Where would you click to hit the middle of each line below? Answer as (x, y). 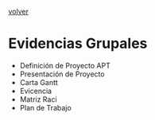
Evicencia (36, 91)
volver (19, 12)
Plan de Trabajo (45, 107)
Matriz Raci (38, 99)
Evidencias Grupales (78, 44)
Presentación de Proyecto (62, 74)
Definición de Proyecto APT (65, 65)
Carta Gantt (39, 82)
